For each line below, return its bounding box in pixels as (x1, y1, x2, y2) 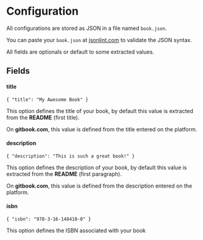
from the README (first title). (6, 114, 80, 121)
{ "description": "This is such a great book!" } (6, 153, 135, 159)
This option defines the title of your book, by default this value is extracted (6, 107, 194, 114)
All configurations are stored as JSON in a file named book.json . (6, 24, 167, 32)
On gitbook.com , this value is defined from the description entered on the (6, 182, 193, 189)
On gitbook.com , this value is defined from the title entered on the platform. (6, 125, 198, 133)
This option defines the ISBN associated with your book (6, 227, 146, 234)
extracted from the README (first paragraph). (6, 170, 122, 178)
